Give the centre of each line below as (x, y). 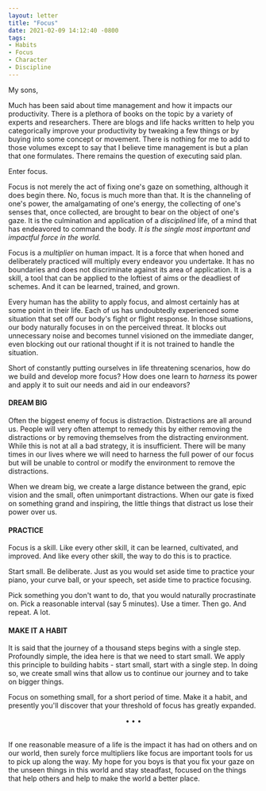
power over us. (33, 511)
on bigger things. (36, 682)
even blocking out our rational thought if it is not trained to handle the (121, 344)
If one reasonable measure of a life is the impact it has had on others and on (133, 745)
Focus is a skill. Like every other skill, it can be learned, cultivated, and (123, 548)
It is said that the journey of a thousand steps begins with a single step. (125, 648)
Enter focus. (28, 171)
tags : (17, 38)
